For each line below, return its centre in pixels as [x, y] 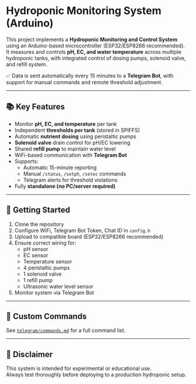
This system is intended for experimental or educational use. [79, 368]
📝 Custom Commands [46, 316]
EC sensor [36, 255]
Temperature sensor [48, 261]
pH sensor [36, 249]
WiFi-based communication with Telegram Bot [71, 155]
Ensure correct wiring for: [45, 243]
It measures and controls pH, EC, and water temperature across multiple [94, 52]
